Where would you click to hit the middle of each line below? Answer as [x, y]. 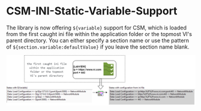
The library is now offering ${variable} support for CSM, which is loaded [97, 28]
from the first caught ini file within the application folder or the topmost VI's [99, 34]
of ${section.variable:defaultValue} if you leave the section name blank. [98, 47]
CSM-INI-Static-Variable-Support [92, 11]
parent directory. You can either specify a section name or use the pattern [98, 40]
